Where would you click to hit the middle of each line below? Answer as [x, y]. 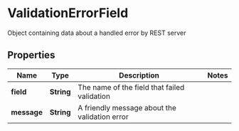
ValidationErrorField [68, 13]
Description [139, 75]
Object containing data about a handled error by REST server [97, 33]
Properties [31, 55]
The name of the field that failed [131, 87]
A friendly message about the [127, 108]
